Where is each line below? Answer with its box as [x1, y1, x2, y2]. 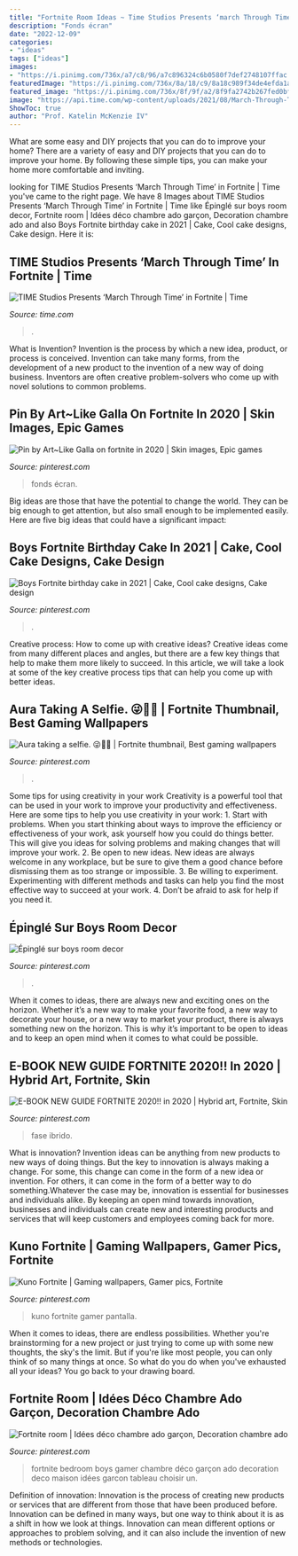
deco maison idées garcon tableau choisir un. [30, 1473, 198, 1483]
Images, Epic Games [9, 420, 124, 435]
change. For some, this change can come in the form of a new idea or [9, 1167, 264, 1177]
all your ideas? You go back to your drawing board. [9, 1365, 196, 1376]
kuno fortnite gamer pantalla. [30, 1310, 137, 1321]
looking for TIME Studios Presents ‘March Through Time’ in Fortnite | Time [9, 182, 281, 192]
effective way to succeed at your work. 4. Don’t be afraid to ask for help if [9, 885, 279, 895]
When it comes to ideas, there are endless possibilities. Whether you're [9, 1327, 270, 1339]
